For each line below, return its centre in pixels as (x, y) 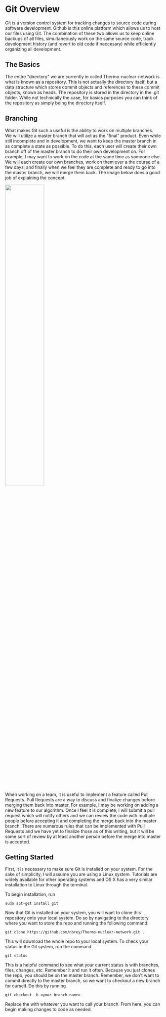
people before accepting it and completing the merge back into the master (81, 821)
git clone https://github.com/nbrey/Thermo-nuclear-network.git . (75, 932)
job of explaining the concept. (35, 178)
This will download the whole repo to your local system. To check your (77, 941)
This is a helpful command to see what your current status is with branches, (82, 965)
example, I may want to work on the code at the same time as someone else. (83, 156)
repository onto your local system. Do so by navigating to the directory (77, 918)
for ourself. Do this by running (36, 986)
